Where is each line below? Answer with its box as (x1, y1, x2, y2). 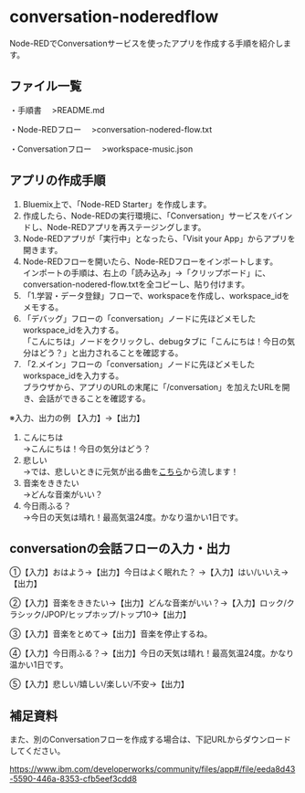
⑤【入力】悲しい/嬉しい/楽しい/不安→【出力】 (9, 679, 189, 690)
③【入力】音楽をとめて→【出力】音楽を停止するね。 (9, 629, 213, 640)
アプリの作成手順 (9, 173, 106, 188)
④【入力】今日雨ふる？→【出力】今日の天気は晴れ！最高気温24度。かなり (9, 648, 295, 659)
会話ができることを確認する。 (37, 393, 151, 404)
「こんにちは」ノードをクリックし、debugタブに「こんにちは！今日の (22, 335, 288, 346)
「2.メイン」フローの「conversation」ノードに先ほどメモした (22, 358, 256, 369)
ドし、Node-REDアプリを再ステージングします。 (22, 221, 206, 232)
